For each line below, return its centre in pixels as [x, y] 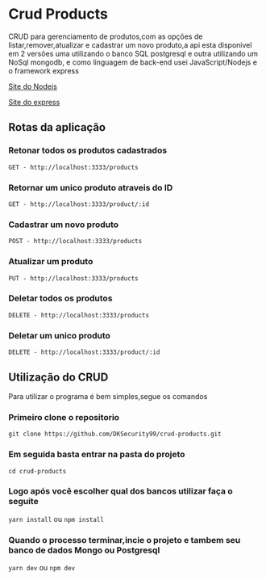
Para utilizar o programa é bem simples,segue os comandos [108, 396]
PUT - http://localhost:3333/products [73, 278]
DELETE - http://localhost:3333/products [79, 315]
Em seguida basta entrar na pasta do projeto [97, 455]
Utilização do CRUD [58, 377]
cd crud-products [37, 471]
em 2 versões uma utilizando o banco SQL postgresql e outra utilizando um [133, 53]
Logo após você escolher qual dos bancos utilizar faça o [121, 491]
